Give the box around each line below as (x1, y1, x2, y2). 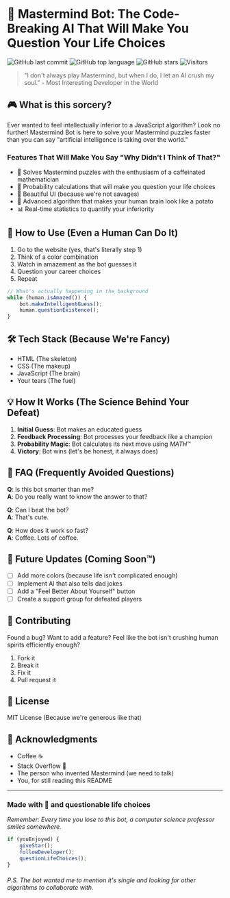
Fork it (16, 653, 36, 662)
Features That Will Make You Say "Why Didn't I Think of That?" (7, 152, 220, 162)
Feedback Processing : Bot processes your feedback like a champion (16, 432, 213, 440)
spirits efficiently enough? (7, 640, 81, 649)
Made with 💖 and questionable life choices (7, 800, 151, 810)
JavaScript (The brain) (16, 369, 81, 377)
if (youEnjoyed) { (7, 836, 60, 843)
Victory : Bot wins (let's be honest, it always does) (16, 447, 159, 455)
